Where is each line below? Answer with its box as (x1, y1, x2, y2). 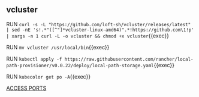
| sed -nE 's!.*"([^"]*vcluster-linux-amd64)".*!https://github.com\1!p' (6, 27, 195, 33)
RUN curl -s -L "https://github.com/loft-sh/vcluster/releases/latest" (6, 20, 191, 27)
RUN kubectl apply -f (6, 55, 62, 62)
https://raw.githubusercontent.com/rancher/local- (64, 56, 194, 62)
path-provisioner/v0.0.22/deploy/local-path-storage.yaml (6, 62, 154, 68)
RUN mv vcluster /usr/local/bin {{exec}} (6, 43, 110, 51)
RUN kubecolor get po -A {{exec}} (6, 73, 91, 80)
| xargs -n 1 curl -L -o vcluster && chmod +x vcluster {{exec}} (6, 32, 170, 39)
